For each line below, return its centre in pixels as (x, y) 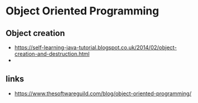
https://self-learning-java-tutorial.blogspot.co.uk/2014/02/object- (95, 47)
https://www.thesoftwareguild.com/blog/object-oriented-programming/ (103, 93)
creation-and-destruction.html (52, 54)
